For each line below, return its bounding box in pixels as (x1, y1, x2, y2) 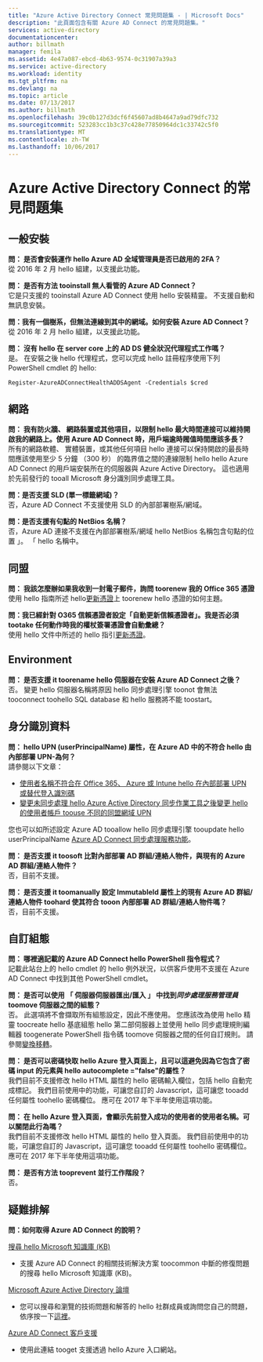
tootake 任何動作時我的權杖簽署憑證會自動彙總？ (8, 621, 166, 629)
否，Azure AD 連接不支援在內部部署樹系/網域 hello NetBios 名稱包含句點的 (8, 526, 248, 536)
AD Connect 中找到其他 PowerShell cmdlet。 (8, 974, 153, 983)
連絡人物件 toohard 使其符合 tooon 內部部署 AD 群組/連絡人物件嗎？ (8, 897, 227, 906)
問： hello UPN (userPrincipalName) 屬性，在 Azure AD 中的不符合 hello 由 (8, 742, 252, 752)
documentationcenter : (8, 33, 79, 42)
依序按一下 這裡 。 (19, 1312, 75, 1321)
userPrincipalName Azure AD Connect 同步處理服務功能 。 (8, 834, 196, 843)
